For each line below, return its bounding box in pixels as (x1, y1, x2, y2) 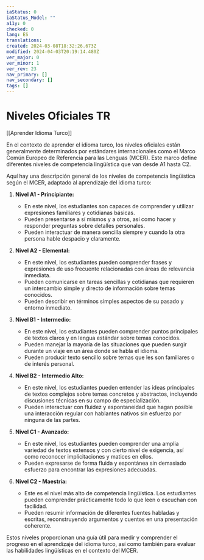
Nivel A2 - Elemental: (15, 247, 70, 254)
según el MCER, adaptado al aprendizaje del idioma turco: (6, 178, 152, 186)
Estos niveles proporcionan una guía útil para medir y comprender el (6, 534, 178, 541)
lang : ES (6, 32, 29, 38)
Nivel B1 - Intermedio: (15, 316, 71, 323)
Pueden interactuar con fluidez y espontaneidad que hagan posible (24, 403, 193, 410)
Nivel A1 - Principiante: (15, 191, 74, 198)
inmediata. (24, 271, 51, 278)
